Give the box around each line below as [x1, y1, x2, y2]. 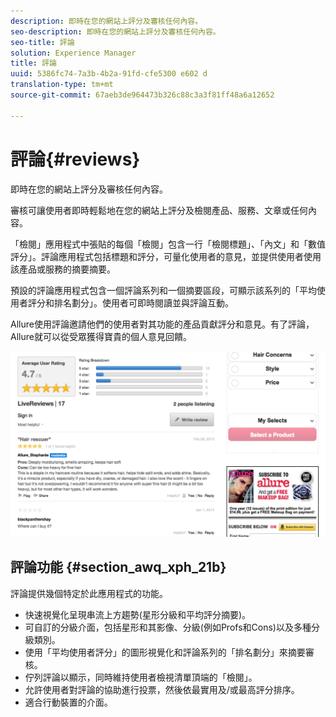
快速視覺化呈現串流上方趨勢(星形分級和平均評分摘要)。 [24, 608, 252, 620]
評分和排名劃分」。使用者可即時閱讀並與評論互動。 [27, 296, 234, 309]
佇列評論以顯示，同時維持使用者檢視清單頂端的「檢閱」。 [24, 671, 258, 683]
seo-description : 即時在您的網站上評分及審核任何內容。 [10, 26, 221, 37]
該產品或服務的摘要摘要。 [10, 263, 116, 275]
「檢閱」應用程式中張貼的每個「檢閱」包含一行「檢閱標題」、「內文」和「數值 [10, 238, 326, 250]
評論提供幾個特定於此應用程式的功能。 [10, 587, 168, 599]
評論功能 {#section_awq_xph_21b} [10, 559, 227, 576]
